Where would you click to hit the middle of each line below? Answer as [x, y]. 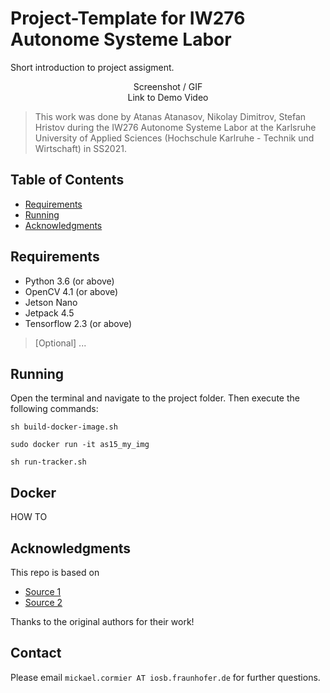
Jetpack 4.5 [49, 313]
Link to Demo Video [168, 97]
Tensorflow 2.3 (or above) [78, 323]
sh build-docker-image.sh [64, 427]
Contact [36, 653]
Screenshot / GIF [168, 86]
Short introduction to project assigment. [92, 67]
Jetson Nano [51, 302]
